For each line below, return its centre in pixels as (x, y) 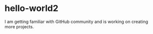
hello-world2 (31, 8)
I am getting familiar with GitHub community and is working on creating (76, 22)
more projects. (19, 26)
